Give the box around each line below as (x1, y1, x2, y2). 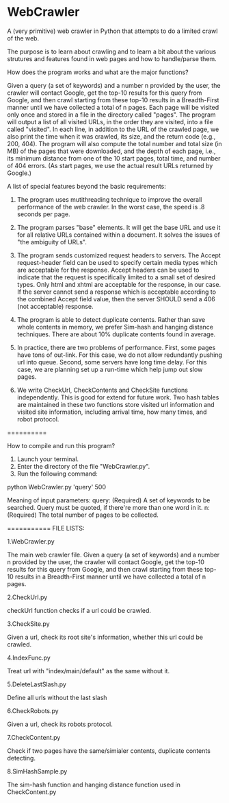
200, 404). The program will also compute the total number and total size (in (7, 139, 222, 148)
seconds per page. (16, 210, 70, 218)
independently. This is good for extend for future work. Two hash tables (16, 393, 219, 401)
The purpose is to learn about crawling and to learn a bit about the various (7, 47, 217, 56)
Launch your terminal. (16, 454, 79, 463)
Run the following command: (16, 469, 98, 478)
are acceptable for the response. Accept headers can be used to (16, 266, 200, 274)
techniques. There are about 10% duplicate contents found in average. (16, 330, 216, 338)
